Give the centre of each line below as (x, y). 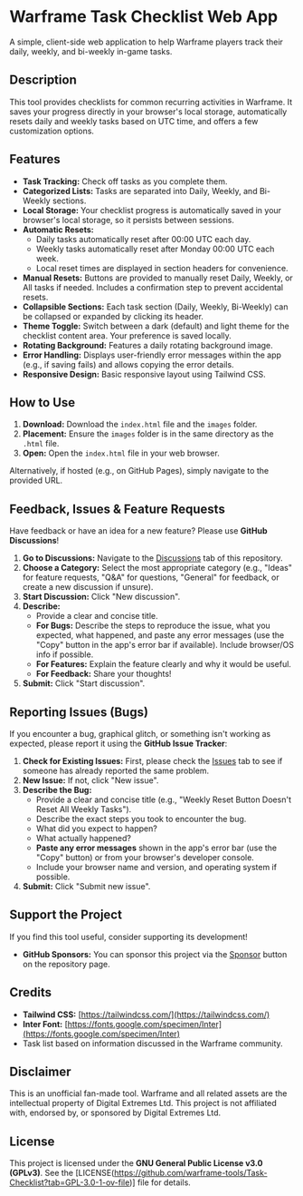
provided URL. (36, 480)
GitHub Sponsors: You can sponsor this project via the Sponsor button (155, 954)
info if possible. (65, 654)
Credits (31, 992)
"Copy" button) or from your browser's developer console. (145, 858)
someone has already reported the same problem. (116, 770)
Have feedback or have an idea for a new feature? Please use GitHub (139, 531)
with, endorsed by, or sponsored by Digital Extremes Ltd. (115, 1113)
